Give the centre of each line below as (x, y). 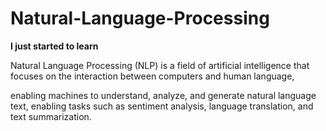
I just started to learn (54, 46)
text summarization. (51, 116)
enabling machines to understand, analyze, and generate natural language (163, 95)
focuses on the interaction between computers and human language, (152, 76)
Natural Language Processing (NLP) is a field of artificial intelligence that (160, 65)
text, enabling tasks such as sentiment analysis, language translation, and (162, 106)
